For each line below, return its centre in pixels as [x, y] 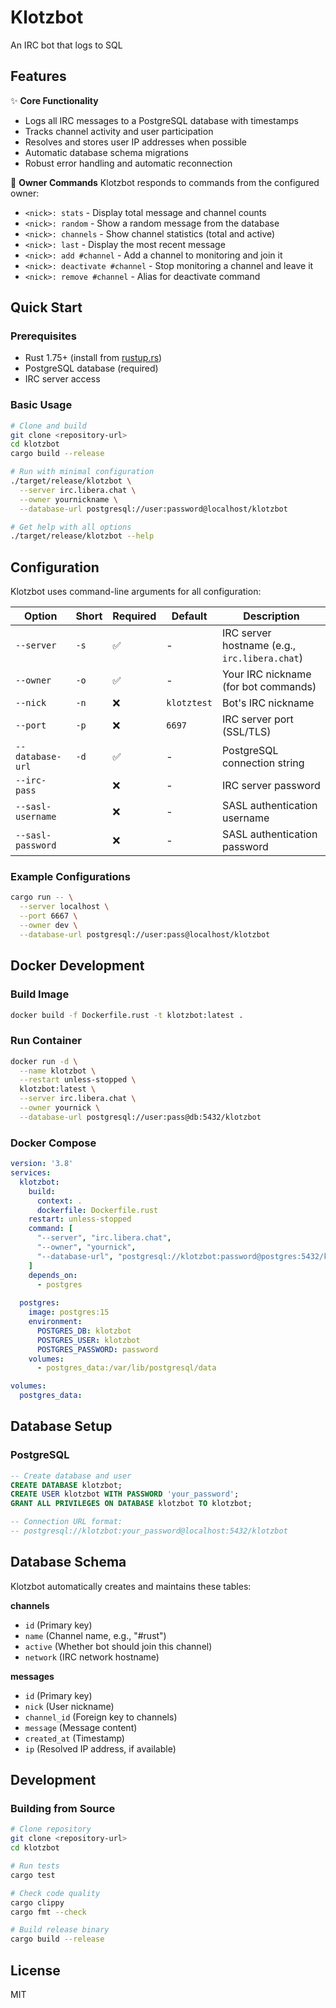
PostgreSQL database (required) [91, 368]
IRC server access [62, 379]
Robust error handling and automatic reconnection [128, 163]
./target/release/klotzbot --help [82, 536]
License [35, 1970]
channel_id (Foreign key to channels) [101, 1717]
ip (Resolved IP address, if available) [100, 1748]
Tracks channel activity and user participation [119, 131]
